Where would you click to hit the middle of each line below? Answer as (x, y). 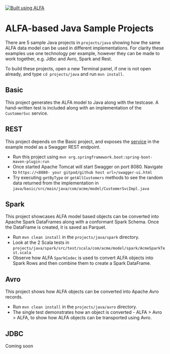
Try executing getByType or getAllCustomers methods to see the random (88, 177)
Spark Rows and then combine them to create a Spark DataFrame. (82, 263)
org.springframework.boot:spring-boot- (111, 157)
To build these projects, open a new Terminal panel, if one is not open (78, 68)
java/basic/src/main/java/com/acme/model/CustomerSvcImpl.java (81, 188)
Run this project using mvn (40, 157)
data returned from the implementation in (56, 183)
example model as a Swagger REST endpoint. (53, 147)
